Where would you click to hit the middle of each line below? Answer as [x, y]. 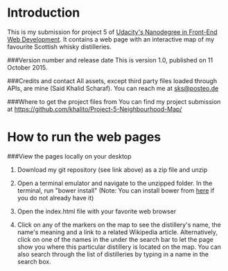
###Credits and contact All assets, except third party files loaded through [112, 80]
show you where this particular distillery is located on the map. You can [119, 247]
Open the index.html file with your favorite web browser [97, 211]
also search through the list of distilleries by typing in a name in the [113, 254]
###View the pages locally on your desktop [69, 156]
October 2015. [27, 67]
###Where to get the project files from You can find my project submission [114, 101]
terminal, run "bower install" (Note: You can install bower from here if [116, 190]
